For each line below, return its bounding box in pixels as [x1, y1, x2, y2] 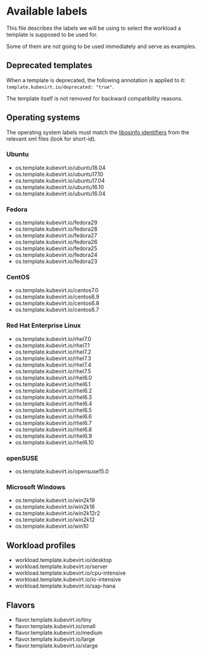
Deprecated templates [6, 60, 93, 71]
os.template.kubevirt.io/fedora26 [15, 239, 98, 246]
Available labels [6, 4, 88, 18]
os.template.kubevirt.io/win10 [15, 522, 89, 530]
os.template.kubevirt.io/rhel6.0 [15, 374, 92, 381]
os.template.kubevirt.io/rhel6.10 [15, 438, 94, 446]
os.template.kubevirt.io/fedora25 [15, 245, 98, 252]
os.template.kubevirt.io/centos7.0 [15, 287, 99, 294]
